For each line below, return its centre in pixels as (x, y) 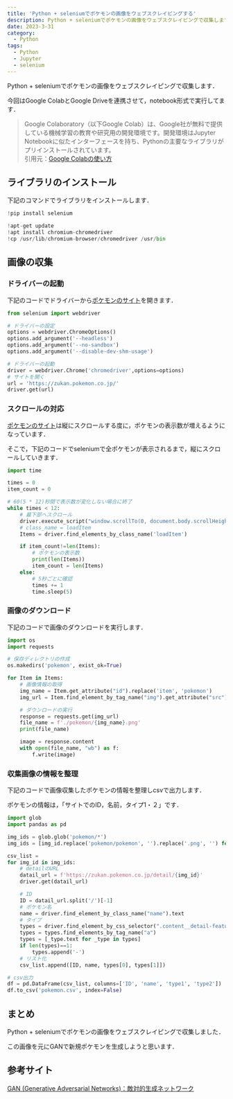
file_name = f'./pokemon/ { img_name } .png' (80, 723)
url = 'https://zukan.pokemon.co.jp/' (63, 383)
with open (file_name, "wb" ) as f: (69, 748)
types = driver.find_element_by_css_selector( (88, 926)
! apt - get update (31, 226)
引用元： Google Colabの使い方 (68, 158)
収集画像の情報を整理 (43, 773)
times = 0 (21, 483)
